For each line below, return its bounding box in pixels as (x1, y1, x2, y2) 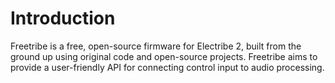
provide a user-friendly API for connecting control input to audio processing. (10, 61, 325, 73)
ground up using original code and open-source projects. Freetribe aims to (10, 50, 318, 62)
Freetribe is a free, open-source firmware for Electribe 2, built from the (10, 40, 302, 52)
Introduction (10, 7, 116, 30)
